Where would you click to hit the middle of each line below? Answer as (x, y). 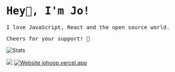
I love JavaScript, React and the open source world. (88, 27)
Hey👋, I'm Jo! (48, 11)
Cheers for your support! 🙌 (48, 38)
